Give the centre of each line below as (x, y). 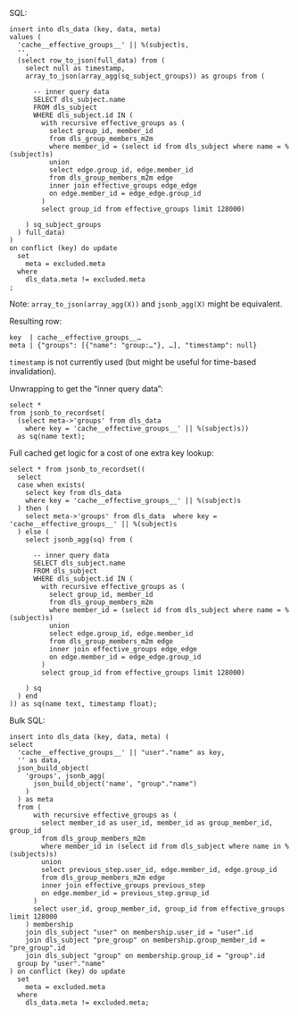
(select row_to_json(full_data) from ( (91, 61)
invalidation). (33, 371)
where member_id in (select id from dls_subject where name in (161, 846)
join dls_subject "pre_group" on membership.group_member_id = (145, 940)
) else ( (33, 532)
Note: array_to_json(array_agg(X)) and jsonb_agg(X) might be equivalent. (146, 304)
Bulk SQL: (28, 720)
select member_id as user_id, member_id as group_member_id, (157, 823)
